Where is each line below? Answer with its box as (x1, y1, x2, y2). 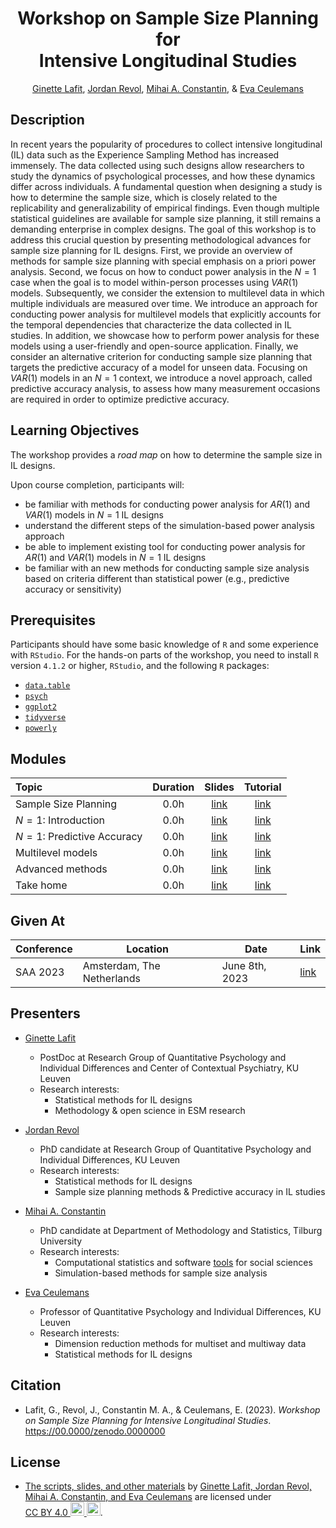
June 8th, (221, 959, 267, 972)
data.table (24, 681, 71, 691)
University (39, 1235, 83, 1247)
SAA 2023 (15, 965, 65, 979)
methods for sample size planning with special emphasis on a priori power (10, 255, 317, 267)
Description (10, 112, 85, 129)
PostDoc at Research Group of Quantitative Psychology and (39, 1051, 287, 1063)
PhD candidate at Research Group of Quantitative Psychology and (39, 1143, 312, 1155)
